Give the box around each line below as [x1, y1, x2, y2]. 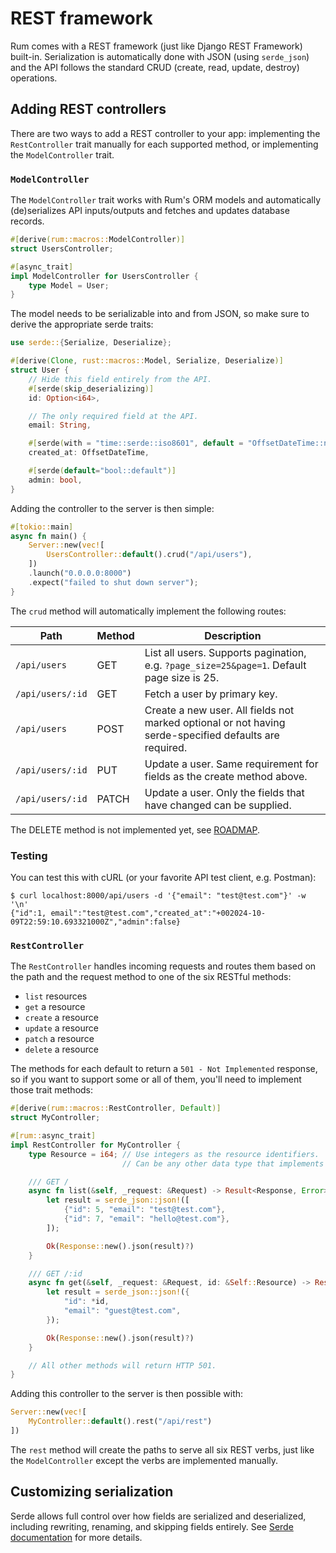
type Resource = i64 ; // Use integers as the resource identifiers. [28, 1149, 320, 1159]
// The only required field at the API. [28, 411, 199, 421]
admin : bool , [28, 475, 83, 485]
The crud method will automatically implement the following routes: [10, 605, 287, 617]
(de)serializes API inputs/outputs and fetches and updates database [10, 205, 290, 217]
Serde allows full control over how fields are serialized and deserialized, [10, 1510, 307, 1522]
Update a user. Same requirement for [144, 757, 319, 771]
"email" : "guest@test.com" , [63, 1306, 182, 1316]
